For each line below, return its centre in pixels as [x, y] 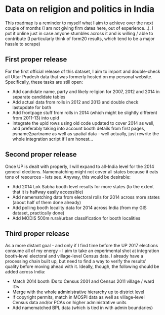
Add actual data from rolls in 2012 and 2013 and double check [75, 102]
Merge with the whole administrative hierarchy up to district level [78, 292]
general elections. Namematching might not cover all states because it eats [82, 171]
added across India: [25, 272]
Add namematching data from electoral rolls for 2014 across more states [86, 197]
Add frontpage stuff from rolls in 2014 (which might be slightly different [84, 112]
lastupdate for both [32, 107]
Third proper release [37, 234]
